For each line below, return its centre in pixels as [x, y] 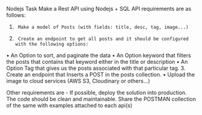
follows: [16, 15]
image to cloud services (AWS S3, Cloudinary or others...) [78, 81]
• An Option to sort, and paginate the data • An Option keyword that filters [99, 55]
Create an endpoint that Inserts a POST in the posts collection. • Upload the [101, 74]
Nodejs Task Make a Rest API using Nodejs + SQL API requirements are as [99, 9]
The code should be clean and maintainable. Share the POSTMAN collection [101, 99]
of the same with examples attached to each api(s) [70, 105]
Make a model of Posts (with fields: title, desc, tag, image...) [103, 27]
